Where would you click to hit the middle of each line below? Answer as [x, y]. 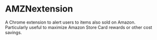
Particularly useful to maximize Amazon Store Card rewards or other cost [79, 27]
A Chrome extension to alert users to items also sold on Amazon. [70, 22]
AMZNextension [39, 9]
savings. [13, 32]
